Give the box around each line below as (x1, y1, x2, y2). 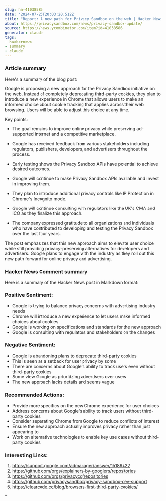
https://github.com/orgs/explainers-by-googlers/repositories (12, 468, 136, 474)
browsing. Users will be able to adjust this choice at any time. (5, 107, 130, 113)
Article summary (5, 65, 46, 72)
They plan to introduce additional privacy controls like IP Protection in (12, 190, 154, 196)
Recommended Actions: (5, 391, 64, 398)
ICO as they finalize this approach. (12, 210, 83, 216)
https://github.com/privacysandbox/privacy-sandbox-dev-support (12, 479, 147, 485)
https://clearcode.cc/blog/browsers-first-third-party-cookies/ (12, 484, 138, 490)
